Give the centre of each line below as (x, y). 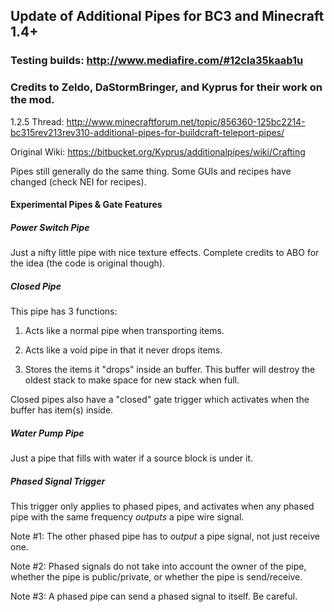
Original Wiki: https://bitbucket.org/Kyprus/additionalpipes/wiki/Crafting (158, 151)
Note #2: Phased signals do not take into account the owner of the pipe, (158, 566)
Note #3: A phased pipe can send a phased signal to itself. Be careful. (154, 596)
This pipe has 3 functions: (64, 311)
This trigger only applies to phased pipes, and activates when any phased (162, 506)
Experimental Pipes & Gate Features (86, 205)
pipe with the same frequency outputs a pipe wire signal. (127, 517)
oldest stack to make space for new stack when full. (132, 380)
